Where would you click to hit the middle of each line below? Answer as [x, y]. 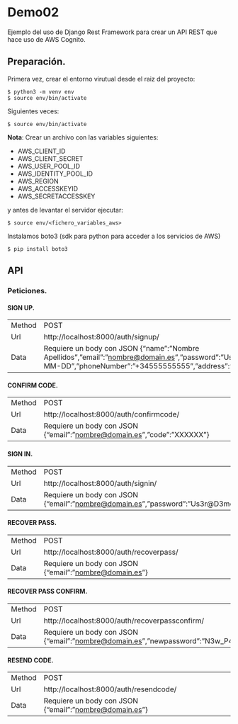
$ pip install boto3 [38, 249]
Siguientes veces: [33, 111]
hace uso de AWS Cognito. [47, 39]
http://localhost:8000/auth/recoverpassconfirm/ [124, 621]
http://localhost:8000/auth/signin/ [100, 483]
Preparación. [36, 62]
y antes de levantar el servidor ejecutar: [66, 210]
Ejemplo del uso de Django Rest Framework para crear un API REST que [112, 32]
